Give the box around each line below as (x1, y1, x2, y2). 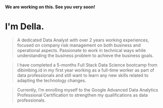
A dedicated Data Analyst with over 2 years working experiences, (17, 37, 149, 43)
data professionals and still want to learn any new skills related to (17, 72, 149, 78)
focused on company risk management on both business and (17, 42, 141, 48)
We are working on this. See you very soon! (5, 4, 95, 10)
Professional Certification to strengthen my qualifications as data (17, 92, 148, 98)
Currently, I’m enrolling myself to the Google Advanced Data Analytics (17, 87, 158, 92)
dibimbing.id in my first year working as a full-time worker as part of (17, 67, 155, 73)
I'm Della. (5, 21, 45, 32)
